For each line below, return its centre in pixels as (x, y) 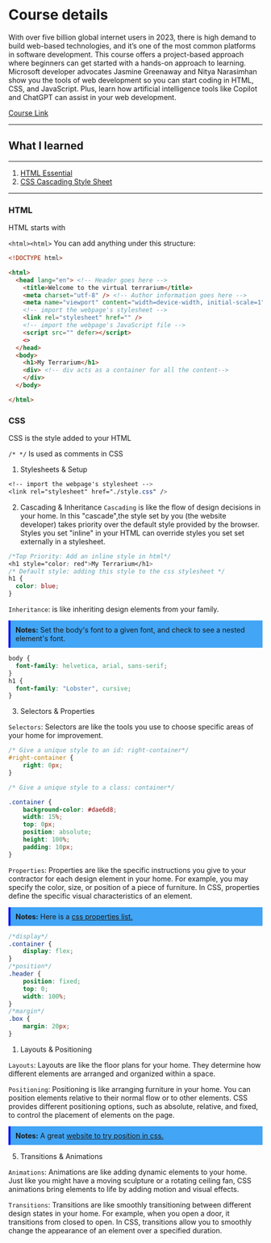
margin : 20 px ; (46, 1027)
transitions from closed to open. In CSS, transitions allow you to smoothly (130, 1222)
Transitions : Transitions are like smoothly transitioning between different (130, 1204)
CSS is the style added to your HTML (70, 439)
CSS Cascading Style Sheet (66, 181)
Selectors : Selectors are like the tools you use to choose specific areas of (131, 727)
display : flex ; (48, 951)
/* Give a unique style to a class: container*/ (92, 787)
